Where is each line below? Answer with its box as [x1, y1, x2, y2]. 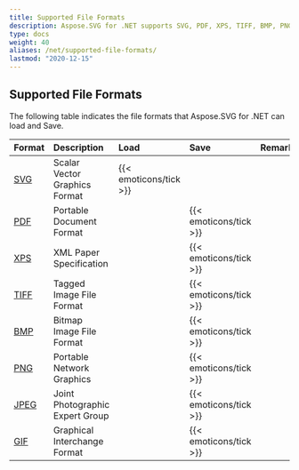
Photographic [53, 398, 110, 410]
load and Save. [9, 120, 64, 131]
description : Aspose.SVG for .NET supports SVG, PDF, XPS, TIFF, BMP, [9, 21, 277, 30]
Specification [53, 257, 109, 269]
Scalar [53, 156, 80, 169]
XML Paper [53, 246, 101, 259]
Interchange [53, 434, 104, 447]
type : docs [9, 29, 50, 38]
